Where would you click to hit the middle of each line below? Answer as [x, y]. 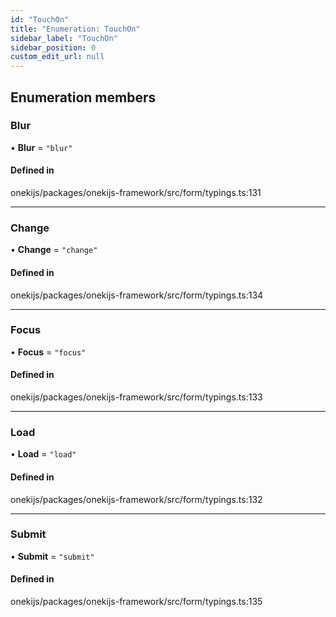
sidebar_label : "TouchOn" [64, 38]
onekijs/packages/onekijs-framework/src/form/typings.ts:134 [137, 295]
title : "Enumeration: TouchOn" [75, 29]
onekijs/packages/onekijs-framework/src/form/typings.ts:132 [136, 499]
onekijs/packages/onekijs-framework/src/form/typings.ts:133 [136, 397]
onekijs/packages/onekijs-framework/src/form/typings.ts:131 [136, 193]
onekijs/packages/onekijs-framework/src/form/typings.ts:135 [136, 602]
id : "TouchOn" [40, 19]
